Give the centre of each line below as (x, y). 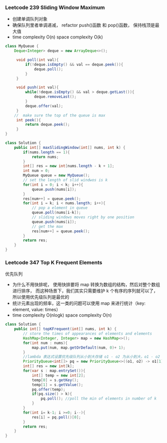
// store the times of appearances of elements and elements (88, 334)
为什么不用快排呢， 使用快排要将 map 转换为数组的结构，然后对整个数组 (86, 285)
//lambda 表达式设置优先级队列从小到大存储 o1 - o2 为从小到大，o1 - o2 (91, 357)
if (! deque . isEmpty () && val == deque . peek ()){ (74, 64)
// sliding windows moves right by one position (83, 217)
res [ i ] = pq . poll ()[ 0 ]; (56, 417)
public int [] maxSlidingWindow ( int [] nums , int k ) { (70, 147)
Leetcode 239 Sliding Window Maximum (55, 7)
